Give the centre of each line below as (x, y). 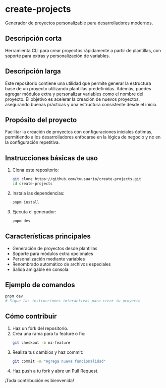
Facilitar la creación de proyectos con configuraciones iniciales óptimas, (79, 132)
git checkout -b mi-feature (41, 343)
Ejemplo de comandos (40, 285)
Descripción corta (33, 38)
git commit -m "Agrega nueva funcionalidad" (59, 361)
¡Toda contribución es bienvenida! (40, 380)
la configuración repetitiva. (32, 142)
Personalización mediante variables (49, 259)
